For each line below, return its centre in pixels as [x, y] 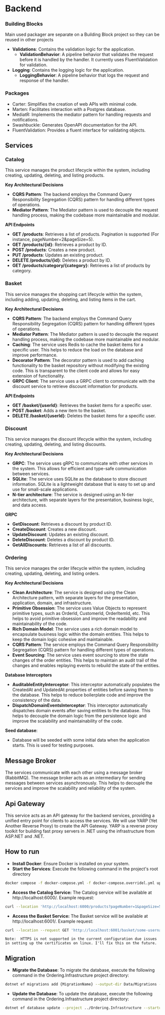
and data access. [30, 505]
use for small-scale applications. [45, 489]
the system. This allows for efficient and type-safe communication [79, 469]
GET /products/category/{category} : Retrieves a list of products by [81, 266]
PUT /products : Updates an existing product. [58, 255]
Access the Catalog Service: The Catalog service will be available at [82, 892]
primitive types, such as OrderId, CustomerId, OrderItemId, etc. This [81, 614]
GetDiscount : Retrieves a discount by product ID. [62, 524]
